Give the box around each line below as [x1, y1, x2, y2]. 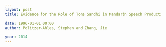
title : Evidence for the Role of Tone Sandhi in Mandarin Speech [5, 12, 142, 17]
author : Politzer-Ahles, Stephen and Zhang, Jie [5, 25, 107, 30]
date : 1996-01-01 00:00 [5, 21, 54, 26]
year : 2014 [5, 34, 28, 40]
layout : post [5, 7, 32, 12]
